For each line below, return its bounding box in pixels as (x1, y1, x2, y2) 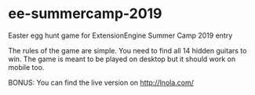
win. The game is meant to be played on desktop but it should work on (8, 54, 236, 64)
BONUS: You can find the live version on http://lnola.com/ (8, 78, 195, 87)
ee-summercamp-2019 (8, 5, 162, 23)
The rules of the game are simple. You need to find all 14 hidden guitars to (8, 46, 247, 55)
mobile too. (8, 62, 45, 71)
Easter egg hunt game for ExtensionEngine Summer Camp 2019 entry (8, 31, 233, 40)
